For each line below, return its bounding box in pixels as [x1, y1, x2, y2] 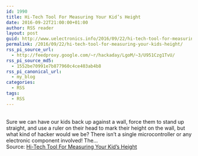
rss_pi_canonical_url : [6, 69, 62, 74]
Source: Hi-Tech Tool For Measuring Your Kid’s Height [6, 143, 137, 150]
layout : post [6, 30, 38, 36]
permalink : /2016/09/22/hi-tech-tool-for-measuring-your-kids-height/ [6, 42, 183, 48]
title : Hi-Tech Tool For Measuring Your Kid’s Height [6, 14, 141, 20]
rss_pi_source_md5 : [6, 57, 54, 63]
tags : [6, 90, 19, 96]
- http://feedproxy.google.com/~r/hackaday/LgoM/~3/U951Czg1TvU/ [11, 52, 176, 58]
